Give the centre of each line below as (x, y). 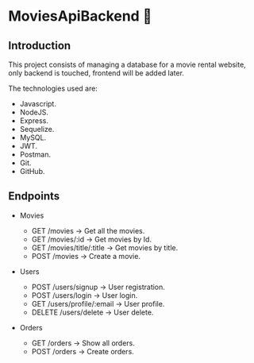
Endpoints (34, 197)
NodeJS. (34, 112)
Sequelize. (37, 129)
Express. (34, 121)
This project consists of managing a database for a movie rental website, (127, 64)
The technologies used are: (53, 88)
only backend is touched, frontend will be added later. (96, 73)
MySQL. (33, 137)
